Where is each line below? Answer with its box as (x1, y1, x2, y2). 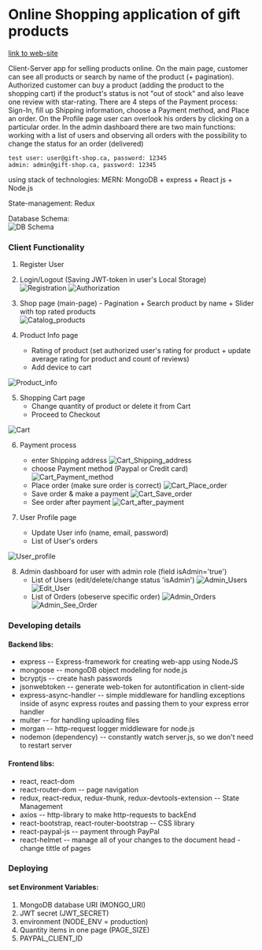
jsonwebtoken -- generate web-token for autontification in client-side (19, 682, 245, 692)
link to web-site (8, 48, 59, 58)
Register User (19, 260, 65, 269)
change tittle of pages (19, 843, 91, 852)
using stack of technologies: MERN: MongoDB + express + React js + (8, 175, 233, 184)
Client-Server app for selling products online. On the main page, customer (8, 63, 249, 72)
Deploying (8, 863, 49, 874)
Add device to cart (31, 362, 92, 372)
